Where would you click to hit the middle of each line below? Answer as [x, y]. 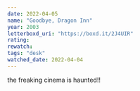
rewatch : [20, 47]
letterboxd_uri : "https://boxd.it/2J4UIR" [70, 34]
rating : [19, 40]
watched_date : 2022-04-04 [45, 60]
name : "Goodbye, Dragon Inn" [50, 20]
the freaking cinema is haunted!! [54, 80]
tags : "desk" [26, 54]
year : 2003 [23, 27]
